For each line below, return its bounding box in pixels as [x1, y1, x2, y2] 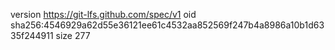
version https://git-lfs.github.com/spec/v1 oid [10, 9, 197, 20]
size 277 [55, 30, 91, 41]
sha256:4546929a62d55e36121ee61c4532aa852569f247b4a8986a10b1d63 [10, 19, 325, 31]
